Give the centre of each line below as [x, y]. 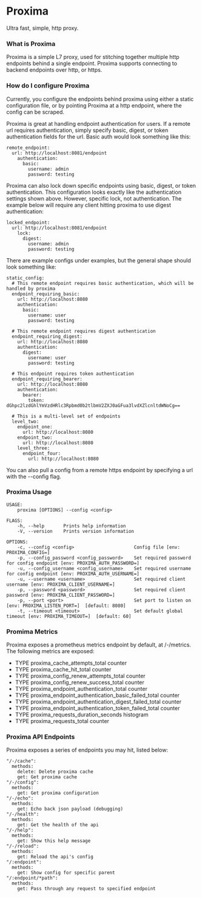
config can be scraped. [35, 112]
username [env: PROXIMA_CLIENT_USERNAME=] [61, 584]
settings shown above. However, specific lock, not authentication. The [94, 198]
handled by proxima [31, 289]
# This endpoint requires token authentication [73, 374]
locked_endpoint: [28, 222]
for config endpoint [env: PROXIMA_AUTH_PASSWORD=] [73, 563]
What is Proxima [31, 44]
